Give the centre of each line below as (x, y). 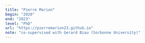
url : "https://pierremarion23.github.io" (49, 28)
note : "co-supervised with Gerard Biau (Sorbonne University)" (73, 33)
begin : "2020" (20, 14)
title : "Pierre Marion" (30, 10)
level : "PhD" (19, 23)
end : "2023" (18, 19)
